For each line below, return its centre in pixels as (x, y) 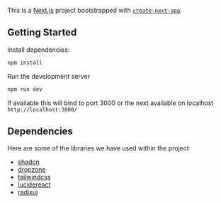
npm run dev (25, 89)
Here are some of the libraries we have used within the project (98, 148)
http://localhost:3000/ (42, 109)
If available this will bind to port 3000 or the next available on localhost (110, 103)
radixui (28, 192)
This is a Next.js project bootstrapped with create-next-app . (95, 10)
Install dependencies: (39, 50)
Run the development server (49, 76)
